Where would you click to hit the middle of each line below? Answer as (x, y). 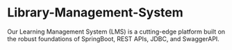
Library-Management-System (96, 13)
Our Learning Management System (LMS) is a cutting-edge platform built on (116, 32)
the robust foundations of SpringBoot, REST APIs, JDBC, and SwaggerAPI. (114, 38)
